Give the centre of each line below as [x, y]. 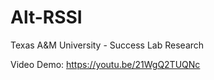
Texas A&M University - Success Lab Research [107, 45]
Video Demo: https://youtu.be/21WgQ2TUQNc [105, 64]
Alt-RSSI [46, 17]
